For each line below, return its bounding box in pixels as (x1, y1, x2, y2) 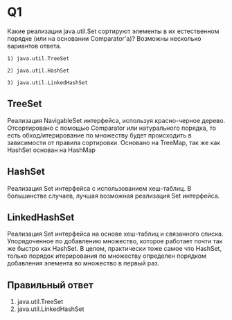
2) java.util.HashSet (7, 67, 70, 74)
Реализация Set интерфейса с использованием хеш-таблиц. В (7, 184, 192, 192)
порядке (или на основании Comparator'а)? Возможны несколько (7, 34, 202, 42)
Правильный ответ (7, 279, 93, 291)
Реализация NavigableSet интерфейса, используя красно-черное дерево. (7, 116, 226, 124)
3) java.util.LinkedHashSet (7, 79, 89, 86)
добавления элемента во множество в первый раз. (7, 259, 160, 267)
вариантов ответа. (7, 41, 62, 50)
